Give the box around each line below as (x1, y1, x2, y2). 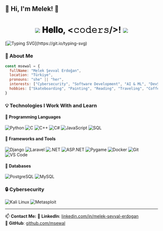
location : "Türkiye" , (9, 73, 53, 77)
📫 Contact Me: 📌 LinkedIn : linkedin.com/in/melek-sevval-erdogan (5, 213, 139, 219)
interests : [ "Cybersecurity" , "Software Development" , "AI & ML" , (9, 82, 147, 87)
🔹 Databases (5, 163, 32, 169)
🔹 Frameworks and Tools (5, 136, 56, 142)
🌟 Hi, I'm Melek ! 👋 (5, 5, 59, 13)
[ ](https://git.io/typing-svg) (5, 41, 87, 46)
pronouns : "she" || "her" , (9, 77, 64, 82)
